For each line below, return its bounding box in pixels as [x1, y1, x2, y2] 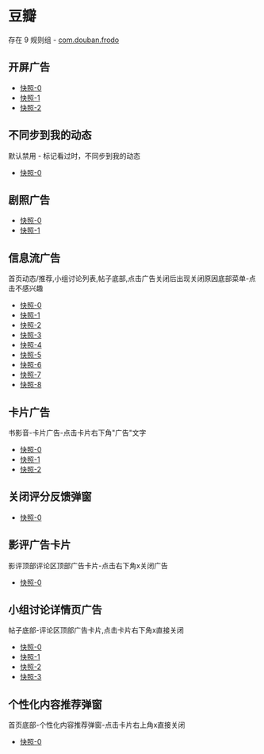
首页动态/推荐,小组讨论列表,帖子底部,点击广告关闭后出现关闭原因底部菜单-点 [8, 274, 256, 283]
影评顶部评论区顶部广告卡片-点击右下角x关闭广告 [8, 560, 169, 570]
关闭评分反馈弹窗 [8, 490, 92, 504]
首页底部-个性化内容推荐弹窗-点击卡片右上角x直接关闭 [8, 720, 186, 730]
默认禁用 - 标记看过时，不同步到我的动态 [8, 151, 141, 160]
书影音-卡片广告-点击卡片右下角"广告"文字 [8, 428, 147, 437]
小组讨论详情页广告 [8, 603, 102, 617]
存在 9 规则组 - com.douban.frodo [8, 35, 120, 44]
